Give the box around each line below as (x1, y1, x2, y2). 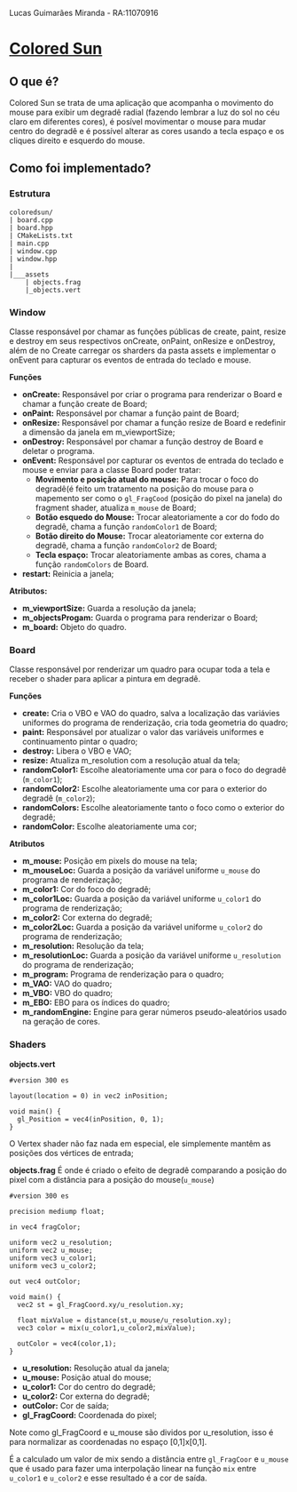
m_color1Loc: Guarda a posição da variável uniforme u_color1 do (21, 893, 262, 905)
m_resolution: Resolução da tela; (21, 941, 145, 952)
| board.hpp (9, 223, 53, 232)
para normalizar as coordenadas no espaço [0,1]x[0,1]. (9, 1436, 207, 1447)
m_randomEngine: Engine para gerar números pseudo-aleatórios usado (21, 1007, 287, 1017)
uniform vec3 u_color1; (9, 1253, 98, 1263)
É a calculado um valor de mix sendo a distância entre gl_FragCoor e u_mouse (9, 1453, 289, 1464)
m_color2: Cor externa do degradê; (21, 913, 152, 923)
